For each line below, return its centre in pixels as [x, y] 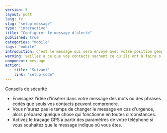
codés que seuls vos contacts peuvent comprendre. [66, 104]
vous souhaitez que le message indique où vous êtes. [67, 125]
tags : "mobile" [21, 47]
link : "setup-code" [34, 75]
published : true [22, 38]
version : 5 [16, 10]
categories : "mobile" [28, 42]
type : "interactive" [27, 28]
